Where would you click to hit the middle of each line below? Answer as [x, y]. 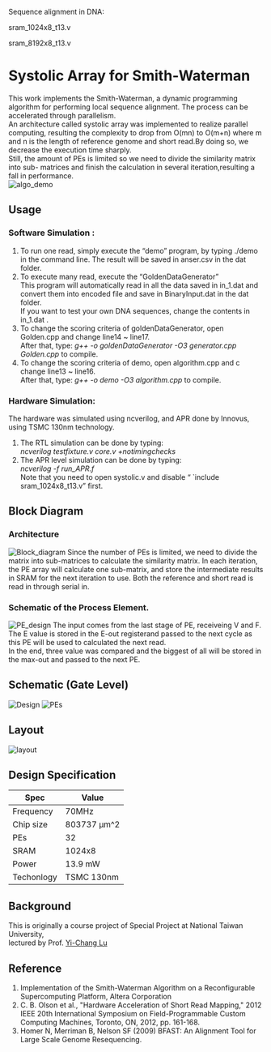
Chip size [30, 824]
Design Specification [62, 774]
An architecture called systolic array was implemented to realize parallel [128, 124]
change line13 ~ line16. [57, 371]
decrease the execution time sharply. [70, 150]
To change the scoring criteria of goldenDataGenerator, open [122, 328]
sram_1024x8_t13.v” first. [61, 485]
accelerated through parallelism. [62, 115]
